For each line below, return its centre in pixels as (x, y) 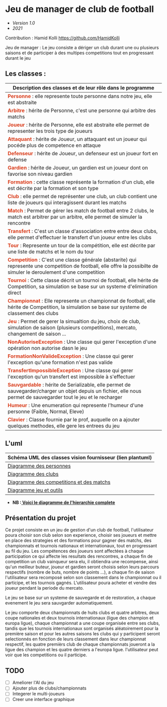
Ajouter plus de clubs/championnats (49, 688)
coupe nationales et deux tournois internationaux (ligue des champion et (79, 618)
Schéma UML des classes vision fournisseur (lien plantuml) (80, 457)
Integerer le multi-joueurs (38, 694)
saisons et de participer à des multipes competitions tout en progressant (80, 53)
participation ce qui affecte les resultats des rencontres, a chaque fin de (79, 556)
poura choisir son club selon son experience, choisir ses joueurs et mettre (81, 535)
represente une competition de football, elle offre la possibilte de (83, 266)
